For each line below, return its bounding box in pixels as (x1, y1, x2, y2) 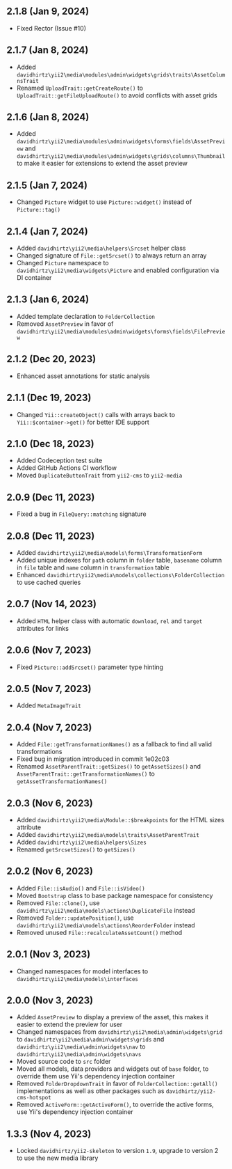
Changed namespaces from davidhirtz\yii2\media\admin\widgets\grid (16, 1028, 223, 1036)
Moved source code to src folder (16, 1058, 111, 1066)
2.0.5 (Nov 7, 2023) (6, 682, 92, 695)
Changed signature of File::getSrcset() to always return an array (16, 251, 207, 260)
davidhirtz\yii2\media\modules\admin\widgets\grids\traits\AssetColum (16, 71, 226, 79)
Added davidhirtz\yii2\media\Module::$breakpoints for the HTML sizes (16, 816, 225, 824)
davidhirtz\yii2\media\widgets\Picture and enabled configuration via (16, 266, 219, 274)
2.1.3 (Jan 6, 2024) (6, 294, 90, 306)
